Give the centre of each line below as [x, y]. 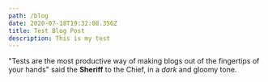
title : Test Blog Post [47, 31]
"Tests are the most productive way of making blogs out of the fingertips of [134, 61]
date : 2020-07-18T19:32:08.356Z [63, 23]
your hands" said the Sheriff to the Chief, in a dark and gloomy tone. [123, 70]
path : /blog [28, 16]
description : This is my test [60, 38]
